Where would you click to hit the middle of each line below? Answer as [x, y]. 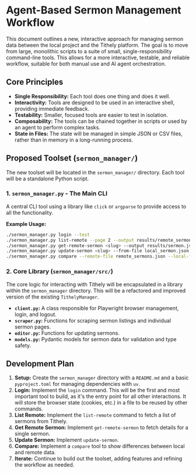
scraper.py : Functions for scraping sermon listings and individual [92, 320]
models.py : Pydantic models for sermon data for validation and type [95, 339]
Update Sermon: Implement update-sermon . [66, 440]
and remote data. [35, 453]
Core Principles [35, 82]
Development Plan [40, 364]
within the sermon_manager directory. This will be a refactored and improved [96, 290]
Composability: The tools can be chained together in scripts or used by [101, 121]
